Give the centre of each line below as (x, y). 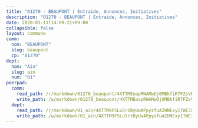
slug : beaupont (30, 50)
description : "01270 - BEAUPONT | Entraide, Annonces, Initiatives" (92, 17)
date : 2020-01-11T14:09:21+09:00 (47, 22)
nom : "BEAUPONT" (31, 45)
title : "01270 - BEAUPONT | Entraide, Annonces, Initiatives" (84, 12)
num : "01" (23, 77)
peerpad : (17, 83)
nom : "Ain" (25, 66)
